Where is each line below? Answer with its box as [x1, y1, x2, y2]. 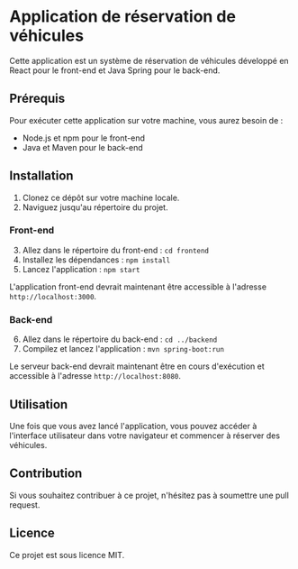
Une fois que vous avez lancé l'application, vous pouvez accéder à [9, 420, 257, 431]
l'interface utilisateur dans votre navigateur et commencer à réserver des [9, 430, 281, 441]
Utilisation [9, 397, 68, 412]
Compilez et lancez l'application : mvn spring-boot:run [22, 344, 225, 354]
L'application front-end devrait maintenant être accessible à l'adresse [9, 281, 267, 292]
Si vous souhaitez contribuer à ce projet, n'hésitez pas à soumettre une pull [9, 490, 290, 500]
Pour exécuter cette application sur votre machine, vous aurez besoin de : [9, 115, 284, 125]
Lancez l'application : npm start [22, 263, 140, 274]
